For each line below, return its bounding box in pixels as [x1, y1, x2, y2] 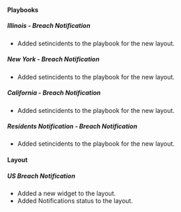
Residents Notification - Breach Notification [7, 122, 138, 130]
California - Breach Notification [7, 89, 101, 97]
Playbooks [7, 6, 39, 14]
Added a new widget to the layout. [17, 189, 116, 198]
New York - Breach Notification [7, 55, 100, 63]
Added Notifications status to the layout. [17, 197, 134, 205]
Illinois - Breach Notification [7, 22, 90, 30]
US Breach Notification [7, 172, 75, 180]
